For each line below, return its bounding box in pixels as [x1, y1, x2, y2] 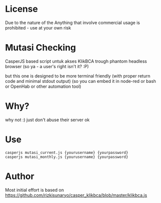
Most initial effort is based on [5, 187, 64, 193]
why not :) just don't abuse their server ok [5, 117, 90, 123]
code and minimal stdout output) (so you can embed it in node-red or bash [5, 78, 156, 84]
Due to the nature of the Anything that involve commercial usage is [5, 20, 140, 25]
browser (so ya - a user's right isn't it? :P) [5, 63, 89, 69]
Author [5, 171, 34, 182]
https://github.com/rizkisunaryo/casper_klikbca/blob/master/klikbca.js [5, 192, 147, 198]
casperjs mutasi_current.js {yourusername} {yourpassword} [5, 150, 129, 155]
